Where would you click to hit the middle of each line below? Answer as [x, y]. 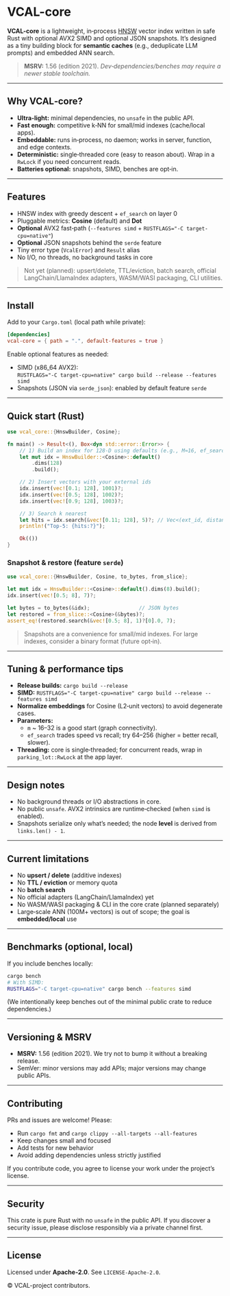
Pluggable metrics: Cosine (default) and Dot [79, 221]
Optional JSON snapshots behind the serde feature [89, 242]
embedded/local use [47, 919]
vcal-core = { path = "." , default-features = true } [86, 341]
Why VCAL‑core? [45, 101]
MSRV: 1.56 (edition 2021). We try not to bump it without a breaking [112, 1054]
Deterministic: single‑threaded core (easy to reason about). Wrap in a [116, 154]
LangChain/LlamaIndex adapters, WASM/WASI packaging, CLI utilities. [123, 278]
